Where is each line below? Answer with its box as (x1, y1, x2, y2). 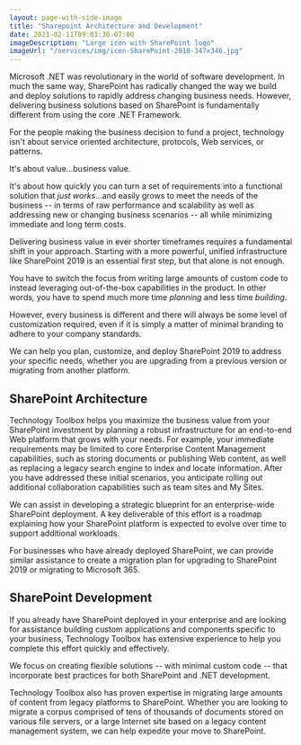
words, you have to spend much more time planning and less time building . (9, 292, 288, 303)
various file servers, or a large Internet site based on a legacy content (9, 715, 267, 726)
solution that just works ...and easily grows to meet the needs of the (9, 191, 259, 201)
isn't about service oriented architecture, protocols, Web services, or (9, 137, 264, 147)
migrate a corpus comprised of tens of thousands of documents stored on (9, 706, 284, 717)
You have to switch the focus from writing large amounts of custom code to (9, 273, 288, 284)
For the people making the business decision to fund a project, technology (9, 127, 285, 137)
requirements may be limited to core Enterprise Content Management (9, 443, 266, 454)
